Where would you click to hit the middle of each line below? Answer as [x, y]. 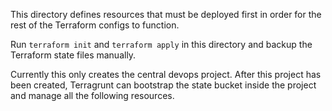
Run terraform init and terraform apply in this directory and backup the [161, 44]
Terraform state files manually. [73, 55]
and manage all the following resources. [92, 95]
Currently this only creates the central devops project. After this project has [166, 74]
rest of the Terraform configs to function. [95, 25]
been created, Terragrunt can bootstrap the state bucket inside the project [163, 85]
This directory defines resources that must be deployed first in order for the [166, 14]
